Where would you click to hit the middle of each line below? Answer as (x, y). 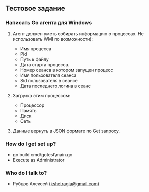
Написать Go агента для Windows (49, 23)
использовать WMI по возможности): (53, 39)
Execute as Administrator (38, 160)
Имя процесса (36, 48)
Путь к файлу (34, 59)
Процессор (32, 105)
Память (28, 110)
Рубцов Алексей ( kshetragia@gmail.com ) (56, 184)
